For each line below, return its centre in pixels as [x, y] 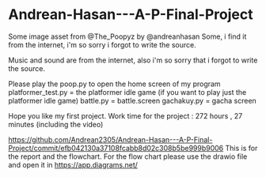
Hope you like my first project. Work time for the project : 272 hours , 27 [125, 115]
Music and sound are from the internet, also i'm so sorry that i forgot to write [133, 60]
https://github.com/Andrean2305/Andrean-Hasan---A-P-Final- [110, 139]
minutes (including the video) [56, 124]
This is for [241, 148]
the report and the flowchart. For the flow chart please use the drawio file [128, 156]
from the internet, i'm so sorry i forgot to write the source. [102, 44]
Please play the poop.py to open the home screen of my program [114, 84]
